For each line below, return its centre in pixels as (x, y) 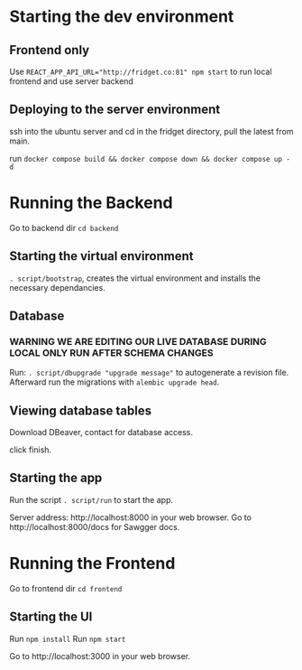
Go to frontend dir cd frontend (66, 588)
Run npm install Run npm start (68, 638)
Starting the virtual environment (101, 256)
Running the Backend (91, 203)
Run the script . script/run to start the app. (92, 499)
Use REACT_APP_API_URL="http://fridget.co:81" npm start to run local (141, 71)
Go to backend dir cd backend (64, 228)
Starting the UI (51, 617)
